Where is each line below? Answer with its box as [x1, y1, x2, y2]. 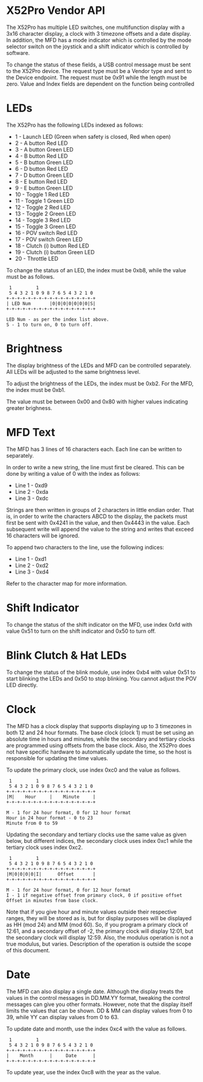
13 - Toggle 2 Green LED [14, 210, 77, 217]
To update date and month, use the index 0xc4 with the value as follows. [6, 1025, 187, 1032]
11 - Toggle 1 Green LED [14, 197, 74, 204]
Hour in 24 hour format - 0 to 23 [6, 815, 94, 821]
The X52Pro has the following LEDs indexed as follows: [6, 121, 144, 129]
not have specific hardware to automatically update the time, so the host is [6, 748, 192, 755]
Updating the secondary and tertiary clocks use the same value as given [6, 831, 187, 838]
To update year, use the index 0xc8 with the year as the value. [6, 1068, 161, 1075]
